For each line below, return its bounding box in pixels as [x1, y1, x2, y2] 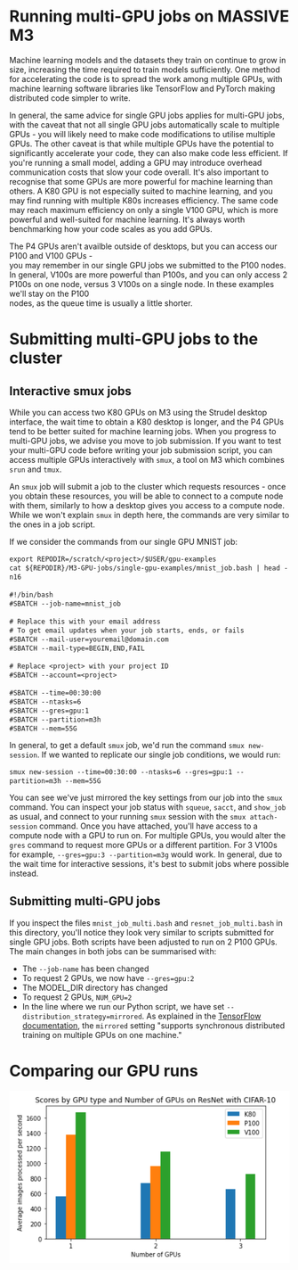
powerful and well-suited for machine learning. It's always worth [9, 214, 246, 225]
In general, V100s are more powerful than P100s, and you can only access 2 [9, 269, 287, 280]
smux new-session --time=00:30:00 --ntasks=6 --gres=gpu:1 [9, 767, 233, 777]
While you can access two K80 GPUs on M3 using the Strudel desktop [9, 407, 268, 417]
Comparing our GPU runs [9, 1060, 198, 1081]
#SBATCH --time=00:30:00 [9, 689, 101, 697]
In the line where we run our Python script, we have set [21, 1001, 225, 1011]
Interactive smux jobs [9, 383, 132, 399]
